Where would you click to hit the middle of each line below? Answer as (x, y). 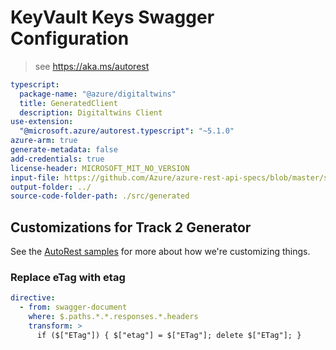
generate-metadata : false (64, 150)
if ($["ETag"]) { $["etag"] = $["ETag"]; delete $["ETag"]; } (169, 335)
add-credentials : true (57, 159)
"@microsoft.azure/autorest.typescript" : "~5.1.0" (127, 131)
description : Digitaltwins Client (91, 112)
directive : (33, 298)
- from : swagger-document (73, 307)
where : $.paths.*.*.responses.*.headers (113, 317)
